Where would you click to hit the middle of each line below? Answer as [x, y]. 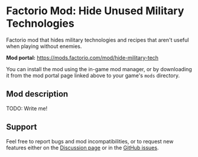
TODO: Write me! [27, 108]
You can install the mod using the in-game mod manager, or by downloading [99, 69]
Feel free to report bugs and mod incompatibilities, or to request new [90, 141]
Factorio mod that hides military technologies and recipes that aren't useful [98, 40]
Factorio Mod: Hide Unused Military [95, 11]
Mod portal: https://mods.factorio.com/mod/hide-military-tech [82, 57]
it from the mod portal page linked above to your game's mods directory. [93, 75]
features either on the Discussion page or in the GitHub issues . [82, 148]
